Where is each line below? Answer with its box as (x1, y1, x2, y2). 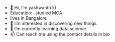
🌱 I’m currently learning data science (10, 26, 86, 32)
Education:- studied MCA (10, 10, 63, 16)
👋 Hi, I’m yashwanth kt (10, 5, 56, 10)
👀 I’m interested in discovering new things (10, 20, 97, 26)
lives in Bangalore (10, 15, 47, 21)
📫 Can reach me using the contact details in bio (10, 31, 110, 37)
